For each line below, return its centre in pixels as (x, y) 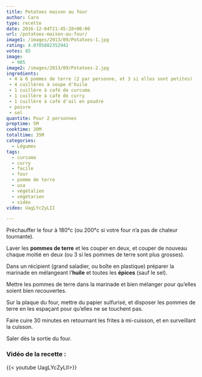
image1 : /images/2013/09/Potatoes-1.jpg (58, 40)
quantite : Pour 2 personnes (42, 118)
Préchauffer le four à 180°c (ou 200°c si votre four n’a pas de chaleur (92, 230)
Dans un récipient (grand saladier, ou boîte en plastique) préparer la (90, 266)
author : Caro (23, 17)
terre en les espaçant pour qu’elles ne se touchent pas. (75, 309)
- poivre (20, 107)
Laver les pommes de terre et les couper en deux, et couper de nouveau (97, 248)
